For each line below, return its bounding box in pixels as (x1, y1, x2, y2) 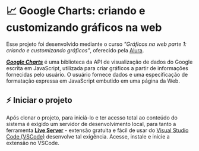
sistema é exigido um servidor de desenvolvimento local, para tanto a (6, 120, 176, 127)
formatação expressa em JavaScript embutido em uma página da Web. (6, 77, 180, 84)
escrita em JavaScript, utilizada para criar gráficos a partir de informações (6, 64, 188, 71)
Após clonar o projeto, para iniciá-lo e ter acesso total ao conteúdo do (6, 114, 178, 121)
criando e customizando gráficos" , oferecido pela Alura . (6, 46, 144, 54)
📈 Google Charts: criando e (6, 4, 146, 18)
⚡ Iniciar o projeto (6, 95, 72, 105)
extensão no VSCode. (6, 139, 59, 146)
